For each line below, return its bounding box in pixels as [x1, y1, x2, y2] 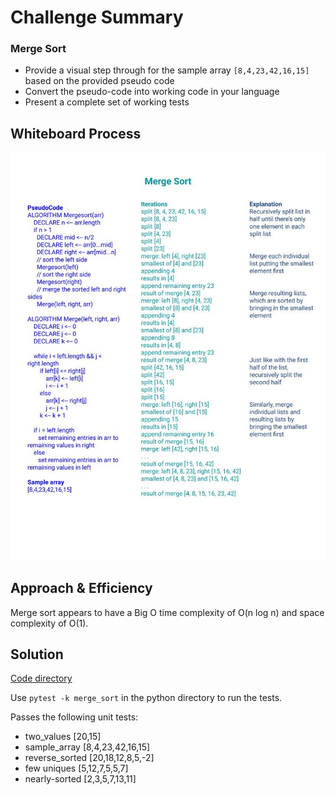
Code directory [10, 672, 73, 685]
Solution [10, 646, 64, 663]
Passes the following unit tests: [10, 711, 139, 723]
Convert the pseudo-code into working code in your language [24, 86, 280, 98]
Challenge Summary [10, 6, 184, 29]
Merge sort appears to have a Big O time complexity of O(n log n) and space [10, 606, 325, 618]
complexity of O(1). [10, 617, 89, 629]
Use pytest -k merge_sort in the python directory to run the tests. [10, 692, 283, 704]
